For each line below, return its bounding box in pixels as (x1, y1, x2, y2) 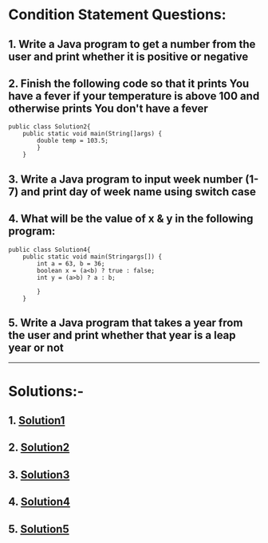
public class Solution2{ (8, 123, 91, 131)
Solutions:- (8, 382, 85, 400)
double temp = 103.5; (37, 137, 109, 145)
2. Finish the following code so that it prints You (8, 77, 250, 90)
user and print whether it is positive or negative (8, 49, 249, 63)
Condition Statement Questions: (8, 6, 227, 24)
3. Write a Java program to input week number (8, 172, 243, 186)
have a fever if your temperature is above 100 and (8, 89, 260, 103)
